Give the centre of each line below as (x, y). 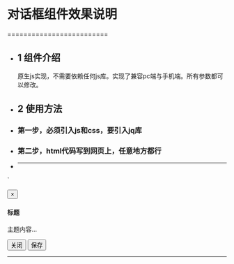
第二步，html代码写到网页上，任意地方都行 (89, 151)
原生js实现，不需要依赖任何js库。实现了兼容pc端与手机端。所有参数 (114, 76)
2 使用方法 (40, 109)
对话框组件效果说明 (62, 14)
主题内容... (22, 229)
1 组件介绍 (39, 58)
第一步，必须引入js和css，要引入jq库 (80, 131)
